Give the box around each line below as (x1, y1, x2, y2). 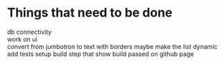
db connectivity (7, 28, 52, 36)
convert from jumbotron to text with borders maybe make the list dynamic (7, 42, 218, 50)
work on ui (7, 35, 37, 43)
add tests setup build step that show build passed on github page (7, 50, 194, 58)
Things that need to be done (7, 5, 173, 21)
